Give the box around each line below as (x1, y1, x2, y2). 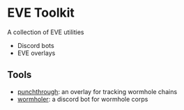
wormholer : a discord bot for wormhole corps (17, 95, 148, 103)
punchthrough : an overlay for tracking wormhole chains (17, 87, 178, 95)
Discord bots (17, 41, 54, 49)
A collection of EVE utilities (7, 28, 84, 36)
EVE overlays (17, 49, 56, 57)
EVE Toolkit (7, 5, 75, 21)
